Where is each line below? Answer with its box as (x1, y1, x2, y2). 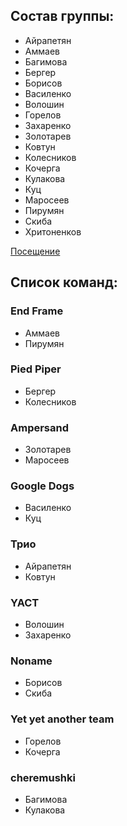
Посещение (10, 245, 61, 257)
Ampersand (10, 420, 70, 434)
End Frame (10, 304, 64, 318)
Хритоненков (24, 225, 82, 238)
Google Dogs (10, 479, 75, 493)
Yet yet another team (10, 712, 115, 726)
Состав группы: (10, 8, 115, 25)
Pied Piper (10, 362, 62, 376)
